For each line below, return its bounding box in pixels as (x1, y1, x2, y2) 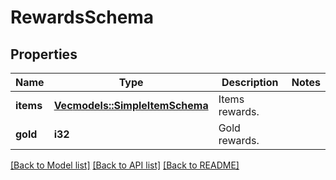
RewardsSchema (10, 6, 155, 29)
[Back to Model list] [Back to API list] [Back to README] (10, 159, 240, 171)
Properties (10, 46, 78, 63)
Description (221, 76, 279, 89)
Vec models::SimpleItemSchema (53, 99, 209, 112)
